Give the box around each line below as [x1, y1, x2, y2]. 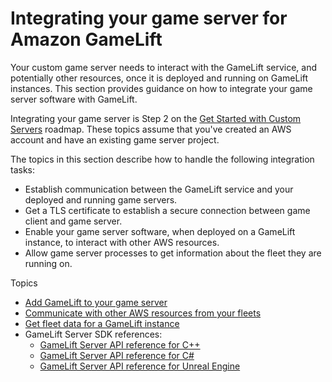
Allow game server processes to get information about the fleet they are [24, 247, 322, 259]
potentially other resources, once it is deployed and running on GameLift [10, 72, 309, 84]
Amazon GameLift [10, 28, 163, 51]
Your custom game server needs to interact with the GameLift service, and [10, 61, 318, 73]
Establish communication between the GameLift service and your [24, 183, 294, 195]
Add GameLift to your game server [24, 296, 168, 308]
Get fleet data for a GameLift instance [24, 317, 180, 329]
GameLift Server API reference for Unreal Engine [39, 360, 241, 372]
